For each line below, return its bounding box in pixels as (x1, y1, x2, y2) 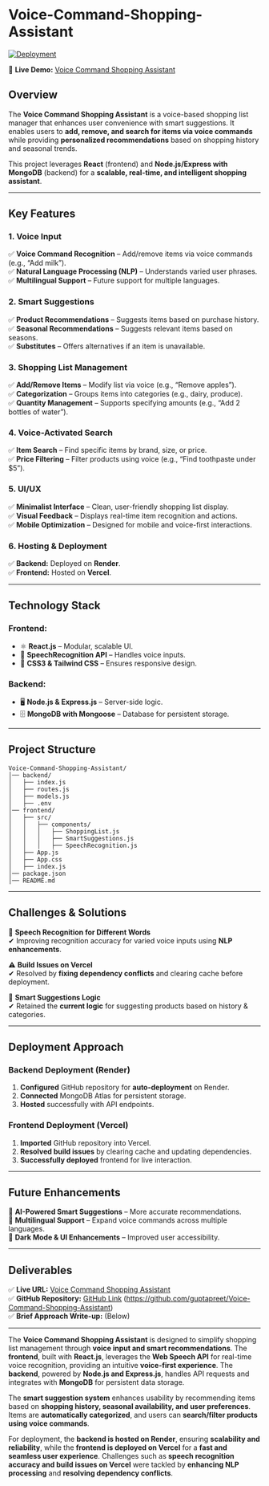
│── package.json (8, 869, 66, 877)
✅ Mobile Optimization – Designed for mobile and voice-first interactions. (8, 519, 252, 529)
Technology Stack (8, 599, 101, 613)
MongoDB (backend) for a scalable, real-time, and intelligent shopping (8, 167, 247, 177)
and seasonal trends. (8, 143, 78, 153)
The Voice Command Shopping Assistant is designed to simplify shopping (8, 1335, 257, 1345)
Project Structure (8, 743, 96, 756)
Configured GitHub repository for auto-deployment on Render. (19, 1082, 230, 1093)
